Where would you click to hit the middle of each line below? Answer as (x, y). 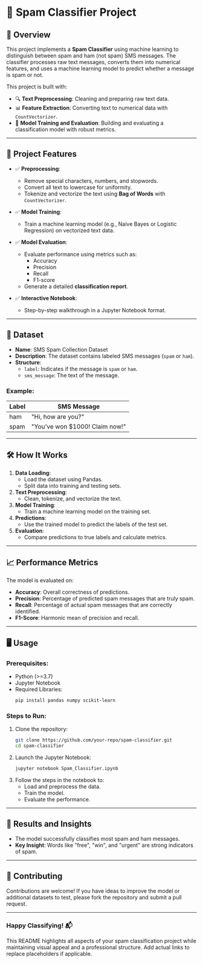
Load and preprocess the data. (62, 787)
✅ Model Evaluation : (41, 242)
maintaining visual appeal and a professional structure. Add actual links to (98, 947)
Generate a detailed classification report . (76, 286)
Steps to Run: (26, 716)
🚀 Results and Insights (49, 824)
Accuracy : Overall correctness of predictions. (72, 592)
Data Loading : (33, 473)
